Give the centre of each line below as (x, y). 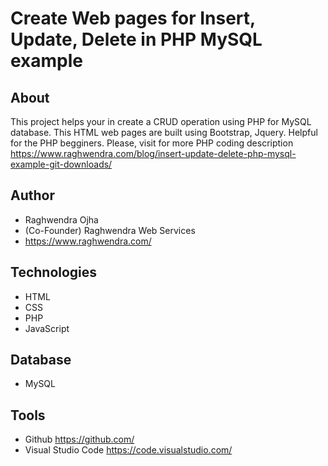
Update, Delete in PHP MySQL (136, 39)
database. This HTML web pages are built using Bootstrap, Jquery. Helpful (164, 132)
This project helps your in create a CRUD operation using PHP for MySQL (161, 121)
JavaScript (47, 328)
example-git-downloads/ (61, 164)
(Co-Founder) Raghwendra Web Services (110, 230)
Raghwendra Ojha (61, 219)
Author (32, 195)
